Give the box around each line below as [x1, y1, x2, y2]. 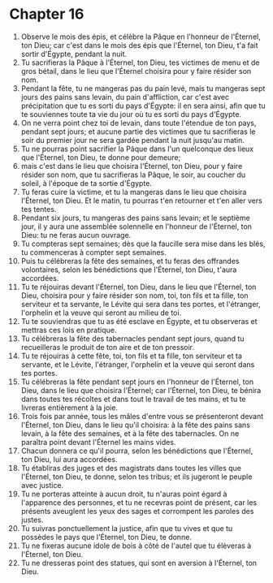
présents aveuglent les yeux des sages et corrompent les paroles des [20, 506, 254, 516]
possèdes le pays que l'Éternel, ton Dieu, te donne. [20, 532, 192, 542]
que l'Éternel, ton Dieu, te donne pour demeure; [20, 152, 181, 162]
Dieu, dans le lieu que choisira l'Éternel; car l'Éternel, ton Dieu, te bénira [20, 385, 262, 395]
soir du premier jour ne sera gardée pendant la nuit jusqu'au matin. [20, 135, 245, 145]
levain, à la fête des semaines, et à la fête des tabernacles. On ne [20, 428, 240, 438]
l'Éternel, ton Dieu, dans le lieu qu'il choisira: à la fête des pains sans [20, 420, 251, 430]
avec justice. [20, 480, 64, 490]
